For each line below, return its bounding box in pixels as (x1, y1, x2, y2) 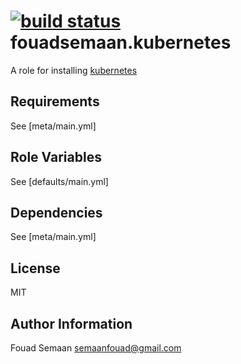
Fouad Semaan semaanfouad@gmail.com (10, 342, 182, 354)
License (10, 260, 61, 277)
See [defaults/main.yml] (10, 175, 109, 187)
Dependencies (10, 204, 103, 221)
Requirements (10, 93, 100, 110)
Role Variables (10, 149, 102, 166)
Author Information (10, 315, 133, 332)
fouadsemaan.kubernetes (10, 31, 232, 54)
